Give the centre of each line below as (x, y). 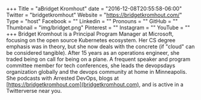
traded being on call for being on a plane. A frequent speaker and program (98, 59)
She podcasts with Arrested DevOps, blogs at (62, 78)
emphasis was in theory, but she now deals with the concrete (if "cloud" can (100, 46)
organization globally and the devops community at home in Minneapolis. (97, 72)
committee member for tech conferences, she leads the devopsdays (91, 65)
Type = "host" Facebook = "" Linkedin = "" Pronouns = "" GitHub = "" (92, 21)
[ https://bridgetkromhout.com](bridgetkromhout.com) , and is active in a (95, 85)
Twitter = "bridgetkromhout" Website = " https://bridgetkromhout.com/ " (94, 15)
